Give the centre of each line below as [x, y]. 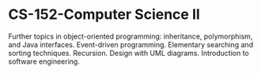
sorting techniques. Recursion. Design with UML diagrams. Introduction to [129, 53]
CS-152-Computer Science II [104, 15]
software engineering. [44, 61]
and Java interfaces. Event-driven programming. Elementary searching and [131, 44]
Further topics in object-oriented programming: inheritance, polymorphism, [130, 36]
